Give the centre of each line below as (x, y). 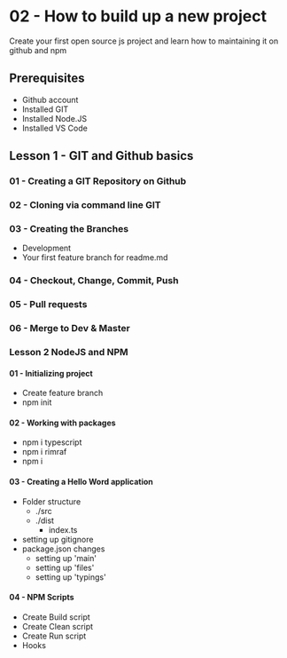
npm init (37, 402)
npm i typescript (52, 442)
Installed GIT (45, 109)
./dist (45, 520)
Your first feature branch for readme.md (95, 258)
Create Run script (54, 636)
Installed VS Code (55, 128)
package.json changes (63, 549)
